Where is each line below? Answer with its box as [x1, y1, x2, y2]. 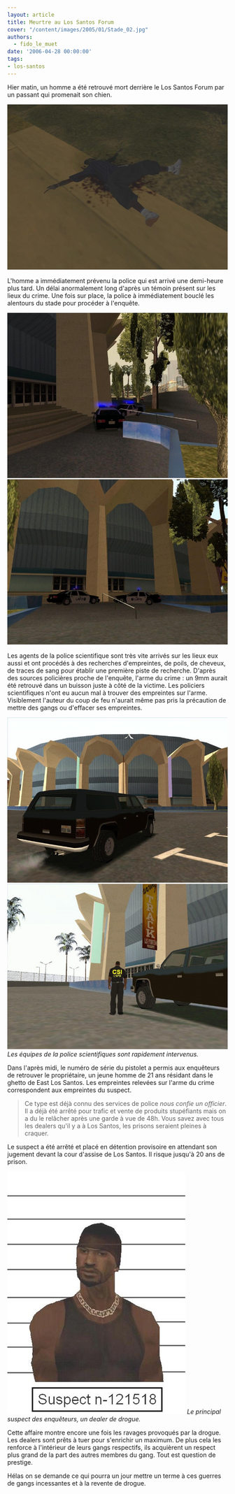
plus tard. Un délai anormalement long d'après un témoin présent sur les [7, 284, 216, 292]
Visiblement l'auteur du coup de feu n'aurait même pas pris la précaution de [7, 696, 227, 704]
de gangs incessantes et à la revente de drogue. [7, 1479, 146, 1487]
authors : [7, 34, 33, 41]
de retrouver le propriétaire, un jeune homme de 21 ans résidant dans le [7, 1070, 213, 1079]
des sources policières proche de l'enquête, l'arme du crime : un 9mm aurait [7, 673, 228, 682]
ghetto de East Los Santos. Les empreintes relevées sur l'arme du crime [7, 1078, 215, 1086]
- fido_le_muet [13, 41, 58, 48]
